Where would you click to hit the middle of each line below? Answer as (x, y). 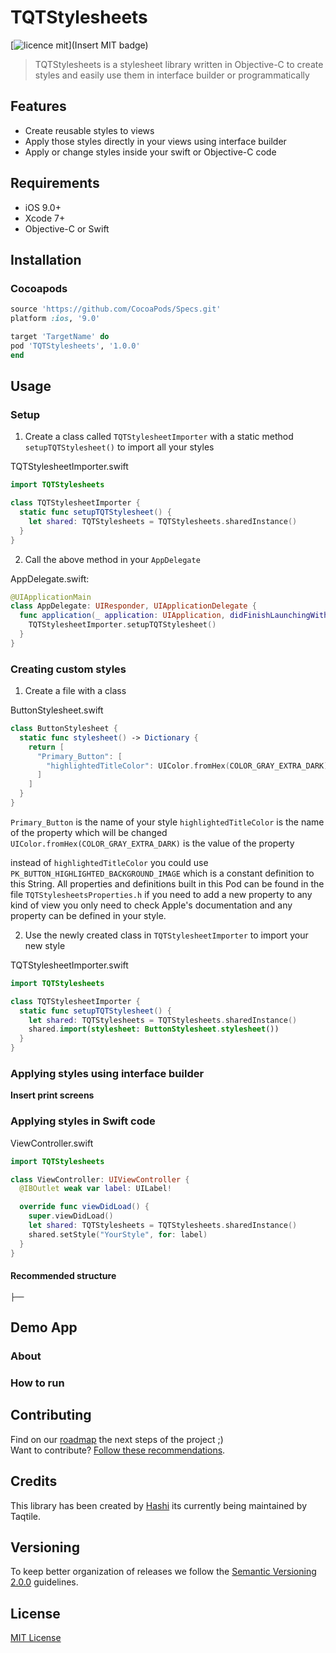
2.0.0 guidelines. (44, 1582)
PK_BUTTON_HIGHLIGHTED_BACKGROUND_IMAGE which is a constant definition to (162, 873)
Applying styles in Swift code (83, 1121)
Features (38, 106)
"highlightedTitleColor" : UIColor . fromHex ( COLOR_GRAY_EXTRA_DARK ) (187, 766)
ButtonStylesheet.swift (57, 710)
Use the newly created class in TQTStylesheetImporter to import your (166, 935)
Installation (46, 259)
